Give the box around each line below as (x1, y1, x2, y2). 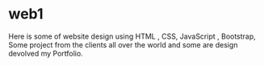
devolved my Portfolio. (8, 48, 83, 58)
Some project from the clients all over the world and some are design (8, 39, 238, 49)
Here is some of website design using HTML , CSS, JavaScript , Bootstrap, (8, 31, 256, 41)
